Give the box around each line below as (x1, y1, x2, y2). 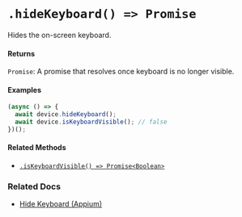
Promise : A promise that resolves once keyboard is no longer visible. (7, 67, 235, 77)
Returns (7, 48, 36, 58)
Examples (7, 85, 42, 94)
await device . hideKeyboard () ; (15, 111, 117, 119)
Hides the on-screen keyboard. (7, 30, 112, 40)
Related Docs (7, 181, 62, 192)
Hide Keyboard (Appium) (19, 199, 103, 209)
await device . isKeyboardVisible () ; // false (15, 118, 168, 127)
